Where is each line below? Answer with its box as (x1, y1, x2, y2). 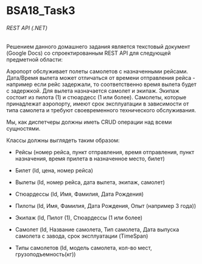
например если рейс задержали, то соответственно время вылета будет (6, 80, 197, 88)
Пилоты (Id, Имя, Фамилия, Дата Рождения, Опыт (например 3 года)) (15, 202, 197, 210)
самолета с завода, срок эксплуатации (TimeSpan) (15, 232, 148, 240)
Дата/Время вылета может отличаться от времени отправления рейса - (6, 74, 196, 82)
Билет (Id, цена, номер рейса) (15, 167, 93, 174)
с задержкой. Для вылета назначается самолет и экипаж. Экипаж (6, 87, 179, 95)
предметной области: (6, 56, 63, 63)
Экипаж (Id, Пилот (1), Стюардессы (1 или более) (15, 214, 143, 221)
